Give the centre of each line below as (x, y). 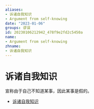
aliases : (14, 10)
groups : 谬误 (18, 28)
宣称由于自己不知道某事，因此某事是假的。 (48, 91)
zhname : (13, 46)
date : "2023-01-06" (25, 23)
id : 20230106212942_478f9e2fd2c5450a (44, 32)
